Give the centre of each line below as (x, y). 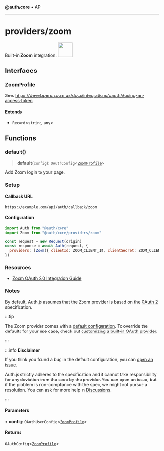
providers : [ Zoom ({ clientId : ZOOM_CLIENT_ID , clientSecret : (73, 251)
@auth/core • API (23, 7)
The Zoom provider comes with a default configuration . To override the (76, 326)
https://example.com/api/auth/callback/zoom (51, 207)
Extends (14, 112)
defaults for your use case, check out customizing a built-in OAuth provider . (81, 331)
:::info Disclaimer (22, 350)
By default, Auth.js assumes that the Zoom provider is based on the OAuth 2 (82, 302)
